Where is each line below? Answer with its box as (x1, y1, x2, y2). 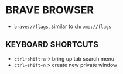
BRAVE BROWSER (5, 3, 94, 17)
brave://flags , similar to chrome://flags (13, 23, 112, 30)
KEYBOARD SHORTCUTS (5, 40, 99, 50)
